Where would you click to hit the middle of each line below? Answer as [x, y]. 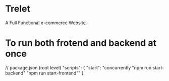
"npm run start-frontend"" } [55, 73]
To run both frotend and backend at [81, 43]
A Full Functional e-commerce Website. [46, 23]
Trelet [18, 9]
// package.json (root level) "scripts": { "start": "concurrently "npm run [78, 67]
